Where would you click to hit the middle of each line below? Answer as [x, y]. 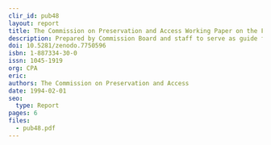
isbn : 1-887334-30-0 [43, 53]
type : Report [38, 106]
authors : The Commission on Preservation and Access [99, 83]
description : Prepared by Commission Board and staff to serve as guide [133, 38]
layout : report [34, 23]
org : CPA [23, 68]
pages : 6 [23, 114]
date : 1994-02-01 [38, 91]
